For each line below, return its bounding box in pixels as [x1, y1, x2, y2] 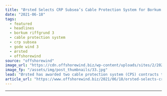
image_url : [5, 63, 28, 68]
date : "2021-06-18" [5, 12, 46, 17]
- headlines [9, 26, 35, 31]
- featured [9, 21, 32, 26]
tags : [5, 16, 16, 21]
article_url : [5, 77, 32, 82]
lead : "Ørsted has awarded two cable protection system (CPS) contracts [5, 72, 159, 77]
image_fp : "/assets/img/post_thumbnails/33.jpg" [5, 68, 108, 73]
